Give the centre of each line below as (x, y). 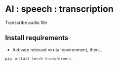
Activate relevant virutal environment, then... (57, 49)
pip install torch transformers (38, 59)
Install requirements (37, 38)
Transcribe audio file (26, 22)
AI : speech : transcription (59, 9)
